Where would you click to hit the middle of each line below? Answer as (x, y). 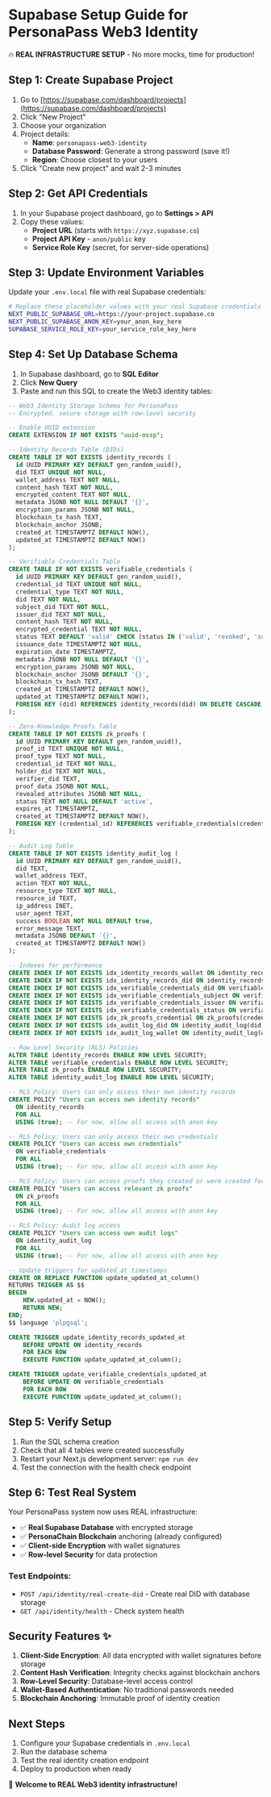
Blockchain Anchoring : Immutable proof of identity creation (120, 1699)
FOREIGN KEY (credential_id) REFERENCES (84, 824)
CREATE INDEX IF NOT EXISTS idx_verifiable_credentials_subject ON (124, 995)
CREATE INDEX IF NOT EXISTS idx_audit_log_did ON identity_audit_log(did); (138, 1026)
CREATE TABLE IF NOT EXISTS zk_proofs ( (77, 734)
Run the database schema (63, 1752)
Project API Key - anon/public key (89, 239)
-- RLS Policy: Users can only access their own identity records (122, 1092)
